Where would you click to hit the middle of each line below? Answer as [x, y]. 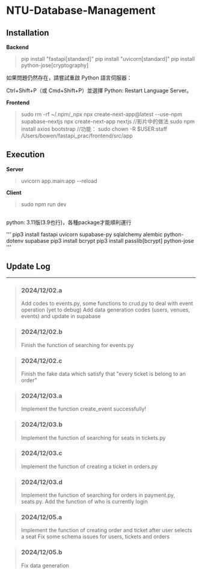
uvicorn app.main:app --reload [59, 181]
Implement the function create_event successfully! [83, 409]
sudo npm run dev [44, 204]
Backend [17, 47]
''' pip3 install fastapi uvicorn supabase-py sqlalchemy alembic [84, 234]
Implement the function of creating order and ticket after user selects [106, 530]
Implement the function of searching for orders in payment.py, [98, 495]
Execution [26, 155]
